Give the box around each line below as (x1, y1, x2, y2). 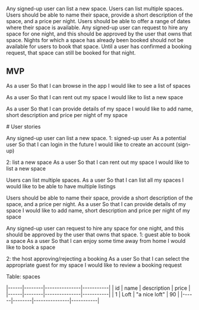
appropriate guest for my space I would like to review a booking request (6, 261, 182, 268)
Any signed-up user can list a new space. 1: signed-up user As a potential (6, 134, 187, 141)
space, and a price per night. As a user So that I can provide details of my (6, 200, 186, 207)
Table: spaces (6, 273, 40, 280)
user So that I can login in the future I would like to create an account (6, 141, 175, 148)
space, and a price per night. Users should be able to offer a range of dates (6, 18, 191, 24)
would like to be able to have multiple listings (6, 182, 116, 189)
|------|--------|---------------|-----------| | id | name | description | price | (6, 284, 191, 292)
